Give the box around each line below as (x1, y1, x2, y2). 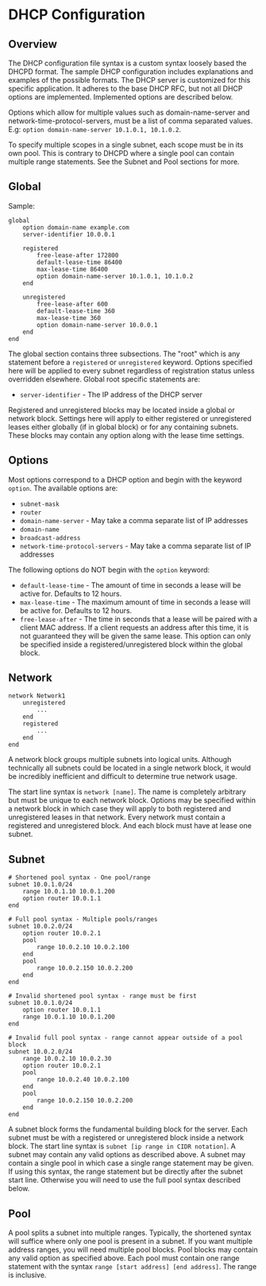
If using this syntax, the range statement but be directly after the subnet (8, 1167, 244, 1176)
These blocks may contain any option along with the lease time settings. (8, 430, 245, 440)
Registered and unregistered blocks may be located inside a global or (8, 405, 236, 415)
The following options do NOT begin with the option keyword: (8, 565, 210, 574)
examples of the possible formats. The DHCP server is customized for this (8, 76, 251, 84)
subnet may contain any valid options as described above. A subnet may (8, 1150, 246, 1159)
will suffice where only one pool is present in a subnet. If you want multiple (8, 1237, 253, 1246)
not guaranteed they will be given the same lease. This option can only (19, 631, 252, 640)
